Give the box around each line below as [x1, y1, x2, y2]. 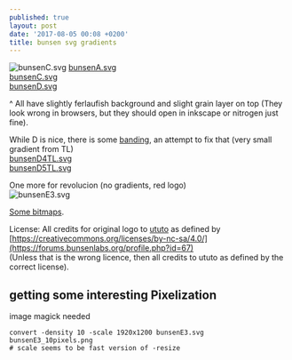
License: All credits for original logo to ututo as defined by [9, 224, 221, 235]
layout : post [9, 21, 58, 30]
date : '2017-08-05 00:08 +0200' [9, 29, 129, 38]
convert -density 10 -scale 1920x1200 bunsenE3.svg [9, 328, 204, 338]
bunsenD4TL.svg [9, 153, 73, 164]
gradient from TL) [9, 144, 74, 155]
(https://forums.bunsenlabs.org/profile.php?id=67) [9, 243, 193, 253]
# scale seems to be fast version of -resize [9, 344, 180, 353]
